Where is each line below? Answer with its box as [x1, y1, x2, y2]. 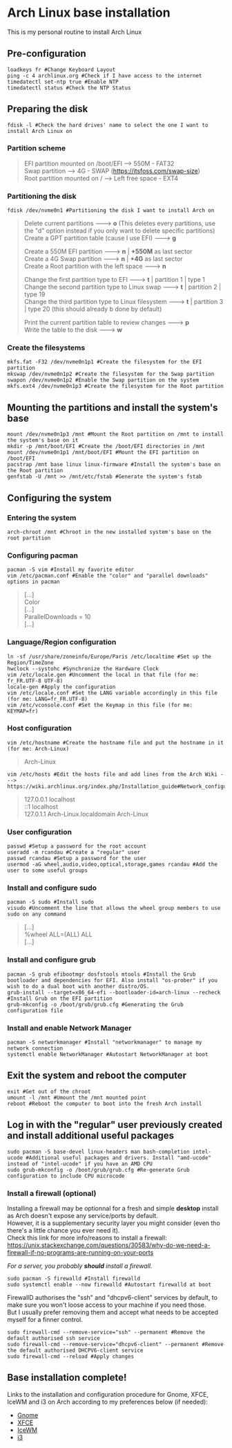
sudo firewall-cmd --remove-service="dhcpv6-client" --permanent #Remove [7, 1341, 224, 1348]
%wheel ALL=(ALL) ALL [23, 930, 93, 939]
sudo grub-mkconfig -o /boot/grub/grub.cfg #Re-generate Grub [7, 1166, 190, 1173]
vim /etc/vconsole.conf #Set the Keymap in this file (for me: [7, 701, 193, 708]
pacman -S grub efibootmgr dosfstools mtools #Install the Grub [7, 971, 196, 978]
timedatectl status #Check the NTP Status [7, 84, 131, 91]
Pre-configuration [7, 48, 86, 60]
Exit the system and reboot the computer [7, 1070, 187, 1082]
